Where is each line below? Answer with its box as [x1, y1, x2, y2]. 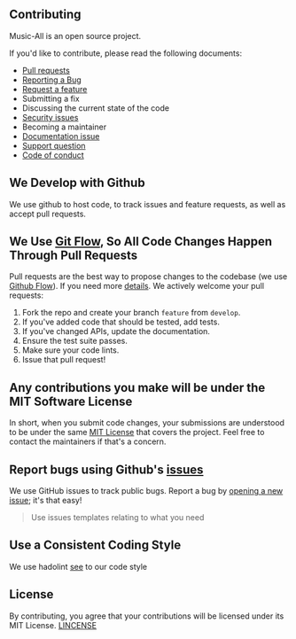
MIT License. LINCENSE [9, 620, 97, 630]
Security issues [21, 112, 79, 122]
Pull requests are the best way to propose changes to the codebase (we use [9, 271, 288, 282]
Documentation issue [21, 130, 100, 141]
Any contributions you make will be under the [9, 380, 266, 395]
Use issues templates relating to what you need [30, 512, 205, 523]
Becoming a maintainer [21, 121, 107, 132]
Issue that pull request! [21, 355, 106, 365]
